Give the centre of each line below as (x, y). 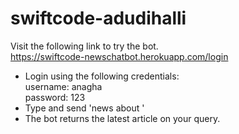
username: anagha (63, 86)
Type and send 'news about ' (84, 108)
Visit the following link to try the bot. (84, 46)
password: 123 (55, 97)
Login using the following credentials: (102, 76)
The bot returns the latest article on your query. (122, 118)
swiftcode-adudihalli (98, 18)
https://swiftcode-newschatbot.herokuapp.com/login (119, 56)
